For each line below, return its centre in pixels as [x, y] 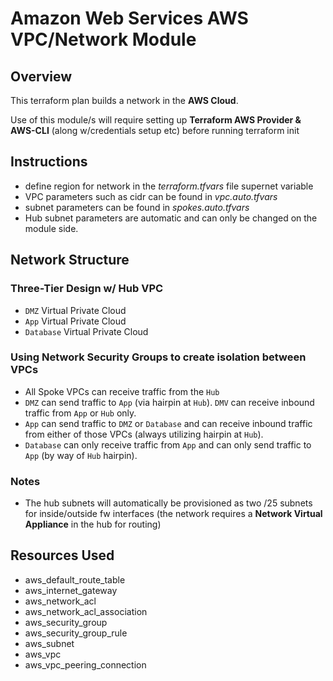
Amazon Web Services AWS [129, 18]
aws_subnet [49, 643]
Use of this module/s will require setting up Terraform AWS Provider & [156, 120]
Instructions [49, 162]
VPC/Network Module [103, 39]
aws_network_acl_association [86, 611]
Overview [41, 76]
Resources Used [62, 555]
